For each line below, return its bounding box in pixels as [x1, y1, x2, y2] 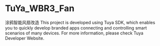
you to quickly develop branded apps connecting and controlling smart [5, 25, 147, 31]
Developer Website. [5, 35, 45, 41]
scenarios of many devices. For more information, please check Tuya [5, 30, 143, 36]
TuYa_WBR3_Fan [5, 3, 74, 14]
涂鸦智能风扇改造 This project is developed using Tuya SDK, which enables [5, 19, 156, 25]
